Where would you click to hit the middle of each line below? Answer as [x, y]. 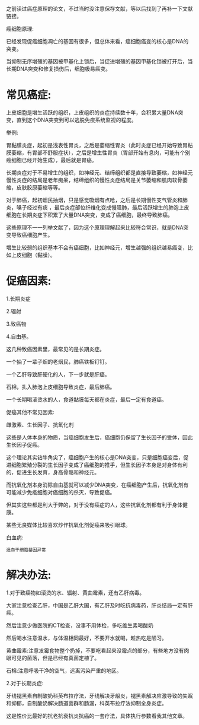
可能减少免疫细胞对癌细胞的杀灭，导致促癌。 [61, 492]
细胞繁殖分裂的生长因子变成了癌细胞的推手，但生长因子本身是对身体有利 [99, 465]
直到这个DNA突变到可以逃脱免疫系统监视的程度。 [77, 120]
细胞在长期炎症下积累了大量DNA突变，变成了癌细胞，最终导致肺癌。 [90, 215]
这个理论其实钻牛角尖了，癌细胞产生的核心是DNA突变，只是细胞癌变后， [95, 457]
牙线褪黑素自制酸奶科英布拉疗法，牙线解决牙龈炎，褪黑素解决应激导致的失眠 [99, 695]
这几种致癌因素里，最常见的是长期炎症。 [55, 349]
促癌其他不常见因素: [31, 412]
